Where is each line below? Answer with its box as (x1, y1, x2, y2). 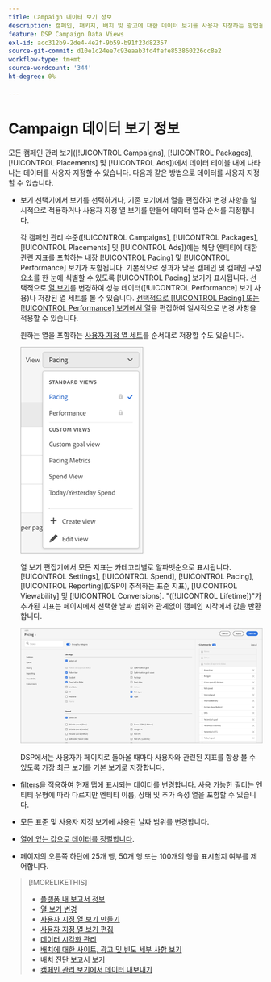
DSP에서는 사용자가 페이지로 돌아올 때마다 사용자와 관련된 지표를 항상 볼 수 (19, 752, 256, 762)
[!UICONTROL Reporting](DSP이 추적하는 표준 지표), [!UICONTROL (19, 581, 238, 591)
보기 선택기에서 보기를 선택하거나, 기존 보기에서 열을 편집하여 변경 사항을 (19, 194, 248, 205)
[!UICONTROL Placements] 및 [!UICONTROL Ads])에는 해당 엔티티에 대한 (19, 242, 258, 252)
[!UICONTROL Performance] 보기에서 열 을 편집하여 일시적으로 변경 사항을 (19, 303, 256, 312)
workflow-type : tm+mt (8, 56, 81, 64)
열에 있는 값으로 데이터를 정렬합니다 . (19, 834, 135, 843)
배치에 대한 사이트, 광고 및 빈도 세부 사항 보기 (40, 944, 182, 954)
